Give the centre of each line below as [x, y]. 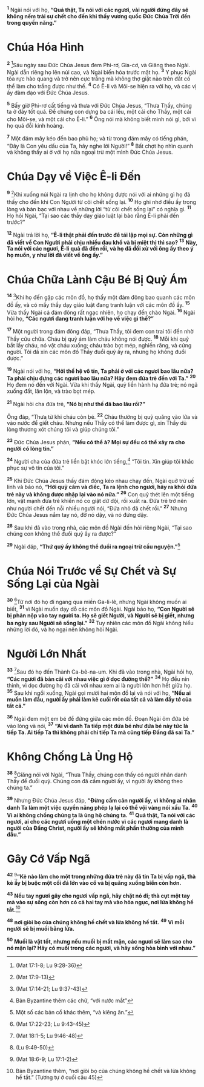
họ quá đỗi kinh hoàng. [35, 125]
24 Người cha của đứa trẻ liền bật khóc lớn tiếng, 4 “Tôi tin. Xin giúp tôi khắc [100, 461]
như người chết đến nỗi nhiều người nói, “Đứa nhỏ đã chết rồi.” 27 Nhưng [97, 508]
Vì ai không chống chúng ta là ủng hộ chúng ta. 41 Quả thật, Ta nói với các [101, 815]
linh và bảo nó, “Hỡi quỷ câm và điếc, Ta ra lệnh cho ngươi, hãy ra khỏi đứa [102, 487]
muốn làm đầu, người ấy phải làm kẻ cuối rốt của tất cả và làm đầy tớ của [100, 699]
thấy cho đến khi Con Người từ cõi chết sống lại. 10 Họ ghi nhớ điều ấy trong [101, 201]
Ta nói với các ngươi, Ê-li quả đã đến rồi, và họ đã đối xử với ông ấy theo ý [100, 249]
